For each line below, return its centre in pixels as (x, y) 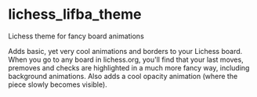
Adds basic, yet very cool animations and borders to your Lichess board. (125, 51)
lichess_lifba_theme (75, 14)
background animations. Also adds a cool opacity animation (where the (123, 76)
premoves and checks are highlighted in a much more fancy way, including (129, 67)
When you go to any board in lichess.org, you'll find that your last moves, (126, 59)
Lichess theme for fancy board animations (76, 36)
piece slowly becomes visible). (58, 84)
